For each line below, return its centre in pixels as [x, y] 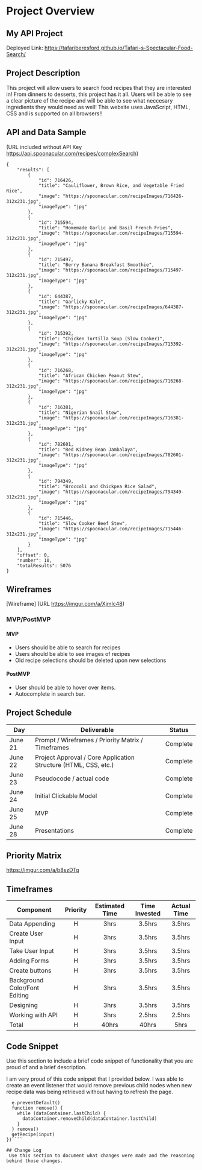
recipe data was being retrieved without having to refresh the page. [90, 1092]
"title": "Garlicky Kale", [72, 302]
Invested [148, 914]
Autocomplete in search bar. [50, 694]
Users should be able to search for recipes [68, 647]
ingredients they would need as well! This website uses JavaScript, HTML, [98, 107]
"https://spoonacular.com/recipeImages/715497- [124, 270]
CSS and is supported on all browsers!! [54, 113]
